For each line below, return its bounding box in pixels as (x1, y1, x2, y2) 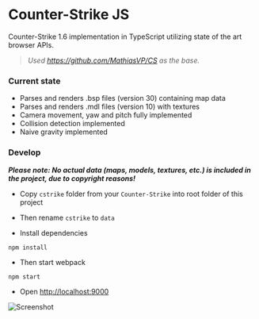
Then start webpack (19, 257, 86, 267)
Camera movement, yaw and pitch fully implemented (19, 110, 192, 120)
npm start (8, 272, 41, 281)
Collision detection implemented (19, 119, 125, 129)
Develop (8, 147, 41, 158)
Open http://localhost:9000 (19, 286, 109, 296)
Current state (8, 75, 61, 86)
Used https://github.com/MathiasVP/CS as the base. (27, 56, 200, 65)
